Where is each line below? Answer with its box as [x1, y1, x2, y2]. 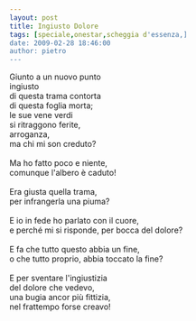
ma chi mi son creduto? [9, 139, 97, 150]
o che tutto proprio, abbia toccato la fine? [9, 253, 163, 264]
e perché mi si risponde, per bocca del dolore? [9, 225, 183, 235]
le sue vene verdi [9, 110, 74, 121]
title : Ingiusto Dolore [9, 22, 99, 31]
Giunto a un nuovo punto [9, 71, 102, 82]
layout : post [9, 13, 59, 23]
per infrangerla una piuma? [9, 196, 110, 207]
